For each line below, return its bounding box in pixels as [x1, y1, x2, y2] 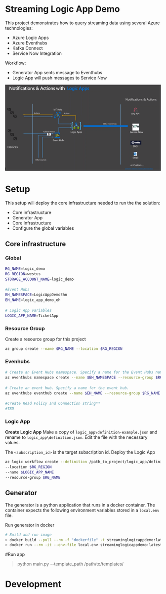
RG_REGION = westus [5, 271, 41, 276]
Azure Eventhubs [12, 40, 48, 45]
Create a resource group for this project [5, 336, 86, 342]
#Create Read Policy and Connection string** [5, 401, 100, 406]
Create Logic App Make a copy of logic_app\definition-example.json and [5, 429, 158, 435]
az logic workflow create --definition [5, 460, 87, 465]
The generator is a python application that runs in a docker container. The [5, 502, 155, 508]
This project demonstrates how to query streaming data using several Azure [5, 20, 160, 26]
